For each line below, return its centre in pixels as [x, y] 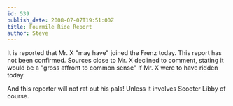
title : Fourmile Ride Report [50, 26]
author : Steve [28, 33]
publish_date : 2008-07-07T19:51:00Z [61, 20]
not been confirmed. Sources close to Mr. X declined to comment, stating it [115, 61]
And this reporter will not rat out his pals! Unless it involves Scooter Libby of [116, 89]
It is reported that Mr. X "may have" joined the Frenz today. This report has [114, 53]
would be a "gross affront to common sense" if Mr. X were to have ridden [113, 68]
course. [18, 96]
